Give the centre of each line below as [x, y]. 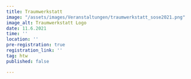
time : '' [17, 34]
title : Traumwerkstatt [34, 12]
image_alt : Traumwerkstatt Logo [46, 23]
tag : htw [17, 56]
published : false [28, 61]
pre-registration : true [36, 45]
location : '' [22, 39]
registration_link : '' [34, 50]
